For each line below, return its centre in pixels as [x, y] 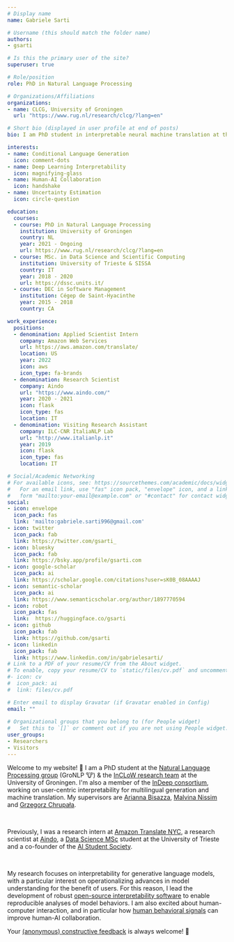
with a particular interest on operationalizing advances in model [98, 881]
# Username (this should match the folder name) [79, 33]
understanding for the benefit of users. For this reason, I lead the [100, 888]
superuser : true [31, 65]
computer [21, 910]
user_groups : [26, 735]
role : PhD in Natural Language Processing [70, 84]
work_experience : [32, 321]
